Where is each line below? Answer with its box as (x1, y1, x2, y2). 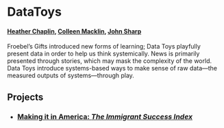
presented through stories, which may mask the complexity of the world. (7, 57, 212, 65)
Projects (7, 91, 44, 103)
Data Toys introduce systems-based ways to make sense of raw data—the (7, 64, 218, 73)
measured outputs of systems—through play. (7, 71, 135, 79)
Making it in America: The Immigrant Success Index (16, 112, 193, 121)
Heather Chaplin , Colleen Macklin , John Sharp (7, 27, 142, 35)
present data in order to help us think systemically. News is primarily (7, 49, 200, 58)
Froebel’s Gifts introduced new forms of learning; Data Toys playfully (7, 42, 201, 51)
